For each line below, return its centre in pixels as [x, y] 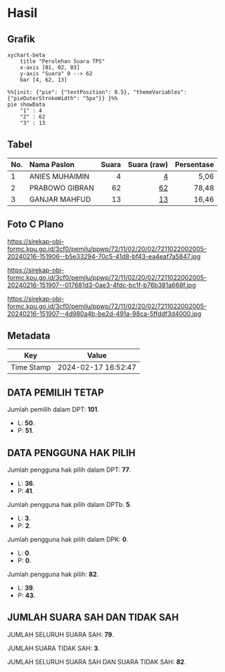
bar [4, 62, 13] [44, 80]
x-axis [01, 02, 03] [50, 68]
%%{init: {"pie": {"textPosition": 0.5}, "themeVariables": [97, 92]
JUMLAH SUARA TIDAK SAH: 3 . [53, 648]
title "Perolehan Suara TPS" [63, 61]
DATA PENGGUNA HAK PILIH [71, 453]
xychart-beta [26, 55]
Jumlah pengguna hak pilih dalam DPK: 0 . [68, 539]
